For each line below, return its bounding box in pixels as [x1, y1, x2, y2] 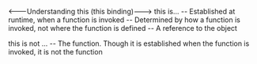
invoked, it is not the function [8, 47, 103, 56]
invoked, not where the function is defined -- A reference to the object [8, 24, 237, 32]
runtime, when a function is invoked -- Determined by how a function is [8, 15, 241, 24]
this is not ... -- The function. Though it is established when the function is [8, 39, 250, 48]
